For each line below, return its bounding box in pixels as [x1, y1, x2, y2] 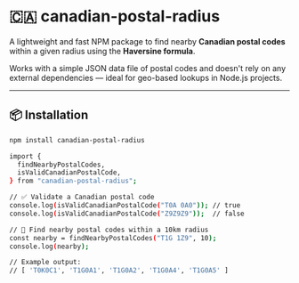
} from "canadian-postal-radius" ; [9, 176, 138, 186]
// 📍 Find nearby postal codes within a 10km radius [9, 225, 209, 234]
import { [9, 151, 42, 161]
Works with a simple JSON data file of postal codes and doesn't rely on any [9, 62, 287, 73]
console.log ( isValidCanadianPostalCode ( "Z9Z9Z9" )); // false [9, 209, 245, 218]
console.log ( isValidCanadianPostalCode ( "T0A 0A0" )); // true [9, 201, 241, 210]
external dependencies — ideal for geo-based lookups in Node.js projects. [9, 72, 283, 83]
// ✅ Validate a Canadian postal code [9, 193, 155, 202]
